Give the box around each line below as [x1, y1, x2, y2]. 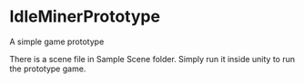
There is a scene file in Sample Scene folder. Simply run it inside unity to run [9, 53, 296, 64]
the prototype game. [9, 63, 86, 74]
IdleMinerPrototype [9, 6, 161, 27]
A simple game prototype [9, 36, 105, 47]
